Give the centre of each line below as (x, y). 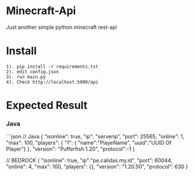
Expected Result (47, 106)
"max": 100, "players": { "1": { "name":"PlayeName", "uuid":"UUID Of (89, 143)
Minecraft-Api (41, 11)
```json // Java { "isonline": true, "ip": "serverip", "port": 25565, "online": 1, (95, 137)
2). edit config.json (33, 72)
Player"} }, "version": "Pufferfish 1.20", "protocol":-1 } (71, 149)
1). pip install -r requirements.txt (52, 67)
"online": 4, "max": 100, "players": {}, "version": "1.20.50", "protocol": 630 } (97, 167)
